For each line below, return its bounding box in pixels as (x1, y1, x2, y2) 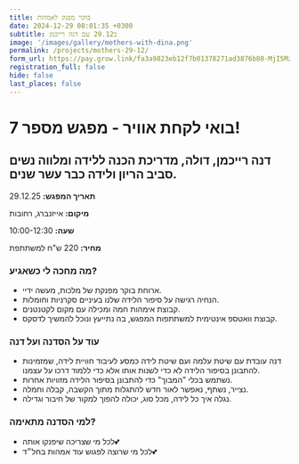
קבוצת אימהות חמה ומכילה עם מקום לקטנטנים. (21, 304, 181, 314)
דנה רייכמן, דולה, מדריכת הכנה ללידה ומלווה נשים (9, 153, 271, 168)
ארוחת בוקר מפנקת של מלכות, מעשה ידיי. (21, 284, 162, 295)
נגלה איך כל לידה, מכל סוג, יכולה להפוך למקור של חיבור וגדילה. (21, 394, 232, 404)
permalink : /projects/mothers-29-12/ (9, 46, 149, 55)
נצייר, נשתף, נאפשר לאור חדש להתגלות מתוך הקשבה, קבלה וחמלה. (21, 384, 249, 395)
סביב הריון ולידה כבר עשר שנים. (9, 167, 178, 183)
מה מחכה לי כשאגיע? (9, 265, 98, 277)
